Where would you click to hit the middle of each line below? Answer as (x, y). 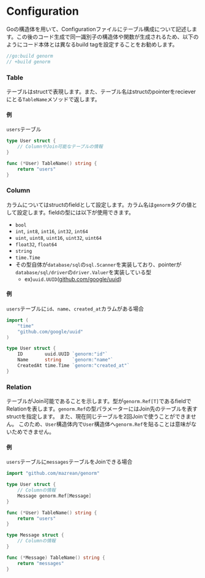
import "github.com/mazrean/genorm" (53, 474)
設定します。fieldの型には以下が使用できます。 (76, 212)
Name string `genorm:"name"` (65, 360)
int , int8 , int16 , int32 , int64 (52, 231)
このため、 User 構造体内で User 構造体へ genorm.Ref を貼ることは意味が (105, 424)
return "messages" (41, 563)
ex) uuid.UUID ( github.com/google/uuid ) (73, 279)
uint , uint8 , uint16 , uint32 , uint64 (58, 237)
